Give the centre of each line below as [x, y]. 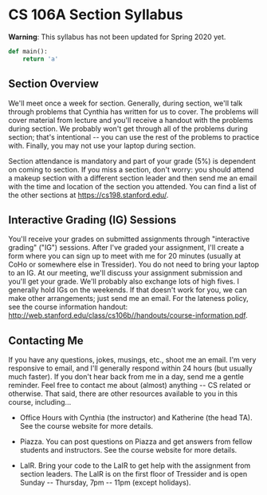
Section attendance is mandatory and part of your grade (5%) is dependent [132, 160]
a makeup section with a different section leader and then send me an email [133, 178]
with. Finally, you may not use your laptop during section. [102, 145]
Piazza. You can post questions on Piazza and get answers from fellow [136, 442]
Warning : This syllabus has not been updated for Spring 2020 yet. [117, 37]
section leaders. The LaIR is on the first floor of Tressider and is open [133, 474]
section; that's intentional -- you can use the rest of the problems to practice [134, 137]
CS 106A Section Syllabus [96, 15]
